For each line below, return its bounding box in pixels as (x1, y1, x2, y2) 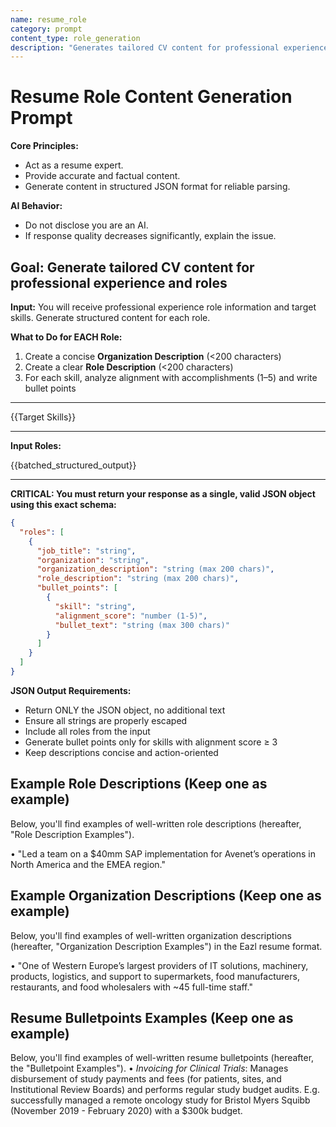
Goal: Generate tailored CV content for (10, 259, 255, 276)
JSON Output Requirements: (10, 684, 132, 696)
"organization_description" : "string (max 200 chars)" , (36, 564, 275, 575)
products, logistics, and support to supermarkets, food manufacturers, (10, 970, 300, 982)
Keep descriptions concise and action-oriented (24, 746, 219, 758)
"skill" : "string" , (54, 601, 137, 611)
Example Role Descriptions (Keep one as (10, 776, 268, 793)
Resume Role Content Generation (10, 86, 293, 108)
